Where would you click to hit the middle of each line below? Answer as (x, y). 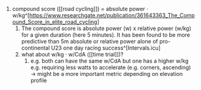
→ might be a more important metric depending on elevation (106, 74)
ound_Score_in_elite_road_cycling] (56, 22)
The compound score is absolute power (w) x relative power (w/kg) (106, 28)
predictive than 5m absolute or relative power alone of (89, 41)
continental (36, 48)
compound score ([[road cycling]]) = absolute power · (80, 9)
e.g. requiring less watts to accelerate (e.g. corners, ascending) (111, 67)
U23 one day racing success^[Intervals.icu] (106, 48)
